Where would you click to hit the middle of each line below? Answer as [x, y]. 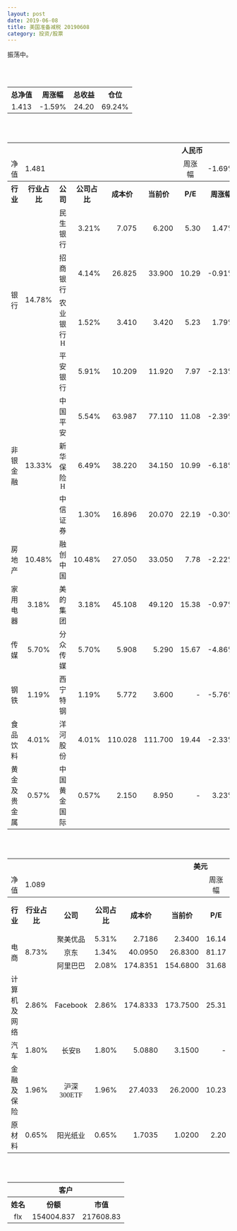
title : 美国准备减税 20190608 [48, 27]
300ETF [71, 1095]
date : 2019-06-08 [33, 20]
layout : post [26, 14]
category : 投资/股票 [35, 34]
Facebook [71, 1006]
